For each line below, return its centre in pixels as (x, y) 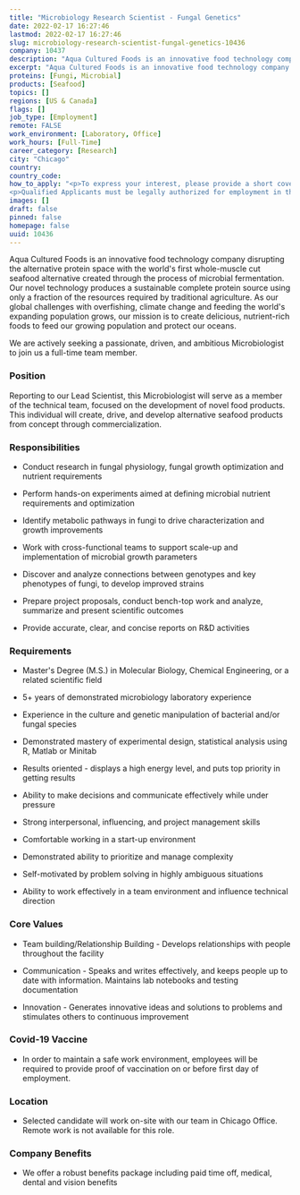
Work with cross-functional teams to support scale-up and (130, 547)
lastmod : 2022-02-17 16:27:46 (66, 34)
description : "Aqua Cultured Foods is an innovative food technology (142, 59)
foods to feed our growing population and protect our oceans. (123, 326)
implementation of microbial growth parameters (110, 557)
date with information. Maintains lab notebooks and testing (130, 980)
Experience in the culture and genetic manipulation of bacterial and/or (151, 715)
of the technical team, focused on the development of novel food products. (147, 405)
